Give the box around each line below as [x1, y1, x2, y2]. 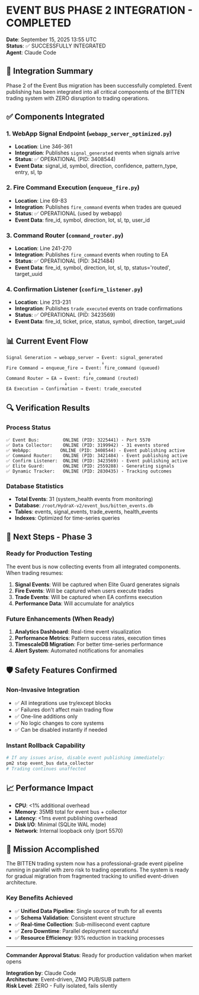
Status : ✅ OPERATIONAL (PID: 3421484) [14, 257, 115, 265]
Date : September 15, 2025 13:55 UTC [6, 36, 97, 43]
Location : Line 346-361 [14, 143, 73, 150]
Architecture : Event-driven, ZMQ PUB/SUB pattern [6, 975, 131, 983]
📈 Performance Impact [6, 783, 94, 794]
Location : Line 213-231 [14, 298, 71, 306]
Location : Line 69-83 [14, 197, 67, 204]
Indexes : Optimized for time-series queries [14, 515, 120, 522]
